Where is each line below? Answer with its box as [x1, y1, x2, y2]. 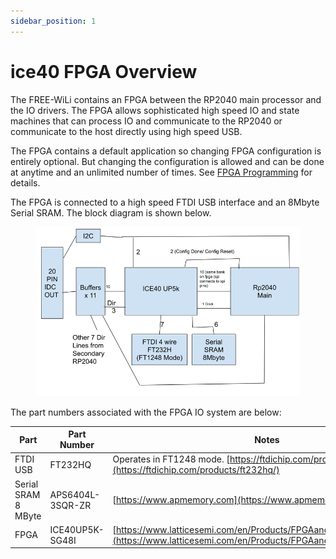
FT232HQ [49, 458, 92, 470]
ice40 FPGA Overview [10, 60, 198, 83]
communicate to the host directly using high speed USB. [10, 125, 243, 137]
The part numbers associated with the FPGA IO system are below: [10, 406, 282, 418]
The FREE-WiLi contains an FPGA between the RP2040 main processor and [10, 93, 322, 105]
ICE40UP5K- [49, 523, 105, 535]
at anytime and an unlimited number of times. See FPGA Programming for [10, 166, 313, 178]
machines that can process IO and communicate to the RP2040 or [10, 115, 283, 127]
